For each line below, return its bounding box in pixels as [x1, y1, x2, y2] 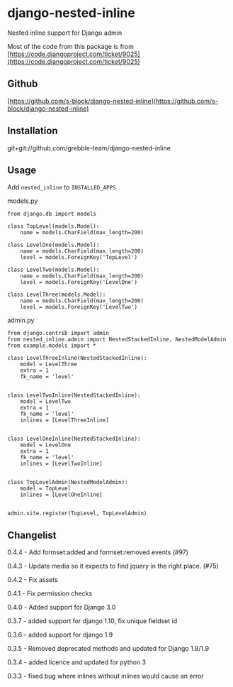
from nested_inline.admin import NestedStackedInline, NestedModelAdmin [7, 336, 227, 343]
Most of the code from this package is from [7, 42, 135, 50]
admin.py [7, 316, 35, 324]
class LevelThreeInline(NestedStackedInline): [7, 355, 147, 362]
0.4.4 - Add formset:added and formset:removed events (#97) [7, 548, 189, 556]
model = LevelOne [20, 441, 72, 449]
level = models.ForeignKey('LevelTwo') [20, 304, 138, 311]
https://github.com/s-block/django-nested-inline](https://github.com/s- [9, 97, 218, 105]
